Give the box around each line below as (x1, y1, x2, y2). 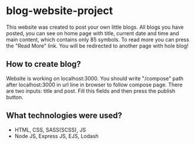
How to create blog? (6, 59, 81, 69)
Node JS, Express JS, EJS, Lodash (14, 132, 99, 139)
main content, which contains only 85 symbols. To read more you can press (6, 36, 190, 43)
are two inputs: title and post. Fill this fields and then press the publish (6, 87, 176, 95)
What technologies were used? (6, 110, 122, 121)
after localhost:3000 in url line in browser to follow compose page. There (6, 81, 183, 88)
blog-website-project (6, 4, 113, 18)
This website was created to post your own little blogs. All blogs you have (6, 23, 184, 31)
